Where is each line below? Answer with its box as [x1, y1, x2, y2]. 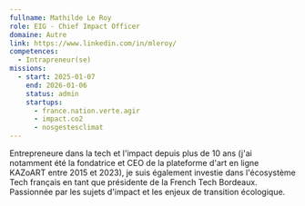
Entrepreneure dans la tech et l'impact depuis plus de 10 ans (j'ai [9, 148, 252, 159]
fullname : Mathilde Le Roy [9, 13, 112, 23]
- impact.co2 [33, 114, 84, 123]
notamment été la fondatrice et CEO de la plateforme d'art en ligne [9, 158, 259, 168]
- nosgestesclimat [33, 123, 104, 132]
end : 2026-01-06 [25, 81, 88, 90]
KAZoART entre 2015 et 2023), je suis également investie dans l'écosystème [9, 167, 296, 178]
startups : [25, 97, 64, 107]
